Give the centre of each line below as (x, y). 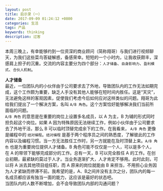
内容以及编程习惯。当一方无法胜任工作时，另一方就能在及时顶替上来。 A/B (78, 141)
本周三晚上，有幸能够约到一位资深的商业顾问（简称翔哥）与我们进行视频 (77, 51)
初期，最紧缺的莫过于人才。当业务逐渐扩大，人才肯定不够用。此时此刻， (81, 159)
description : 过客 (23, 37)
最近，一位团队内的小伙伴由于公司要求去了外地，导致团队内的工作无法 (75, 86)
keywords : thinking (25, 32)
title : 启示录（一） (24, 14)
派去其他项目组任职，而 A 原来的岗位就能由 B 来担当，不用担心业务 (86, 165)
